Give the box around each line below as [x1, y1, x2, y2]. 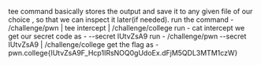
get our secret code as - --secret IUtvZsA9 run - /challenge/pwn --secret [8, 31, 247, 41]
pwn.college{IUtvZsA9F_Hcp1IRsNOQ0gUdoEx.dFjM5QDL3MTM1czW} [8, 49, 238, 57]
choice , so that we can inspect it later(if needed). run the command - [8, 15, 234, 24]
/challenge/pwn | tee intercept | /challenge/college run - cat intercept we [8, 23, 245, 32]
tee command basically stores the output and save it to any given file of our [8, 7, 253, 16]
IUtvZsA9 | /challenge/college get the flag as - [8, 40, 159, 49]
